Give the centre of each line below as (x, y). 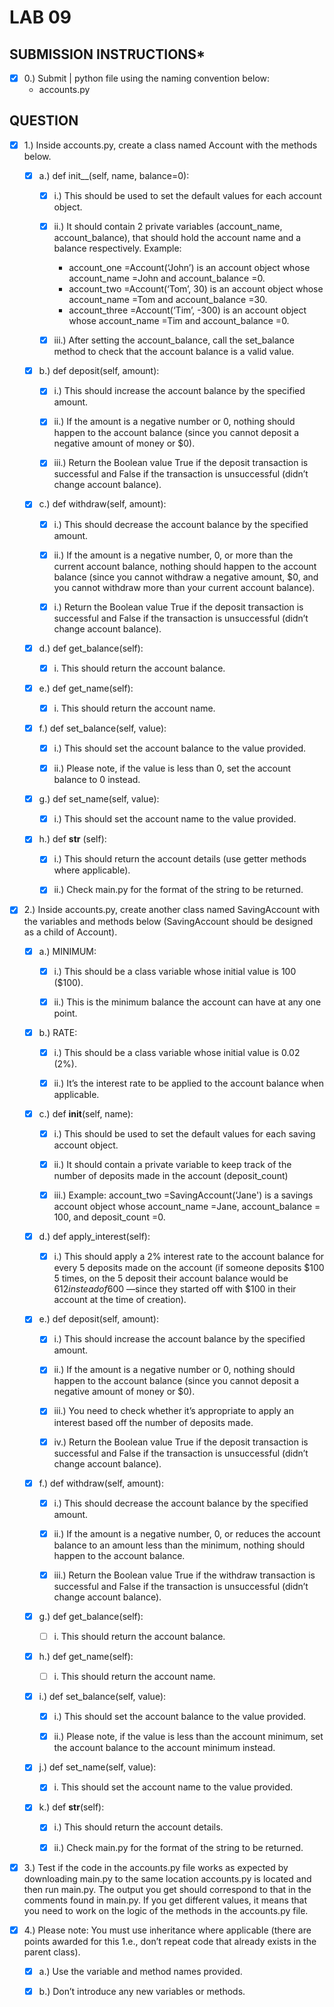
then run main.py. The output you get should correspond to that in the (167, 1889)
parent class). (52, 1952)
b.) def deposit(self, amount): (99, 371)
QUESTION (44, 121)
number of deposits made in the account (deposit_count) (171, 1176)
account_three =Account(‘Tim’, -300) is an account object (187, 310)
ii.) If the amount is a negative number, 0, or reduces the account (187, 1533)
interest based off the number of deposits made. (153, 1422)
